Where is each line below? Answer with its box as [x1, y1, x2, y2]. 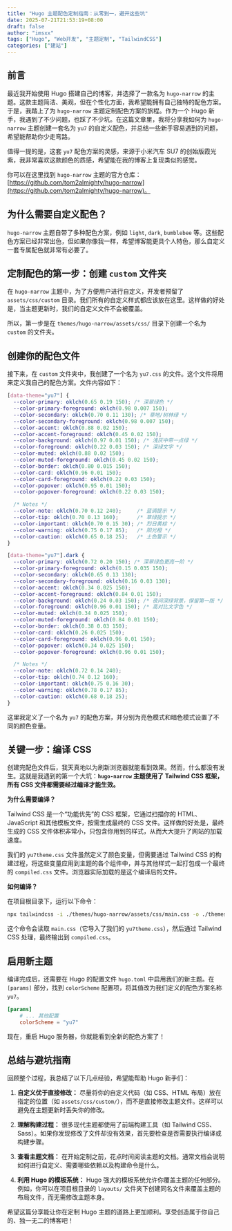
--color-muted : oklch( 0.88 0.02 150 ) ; [13, 450, 126, 457]
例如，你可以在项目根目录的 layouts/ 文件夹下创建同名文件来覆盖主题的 [17, 1185, 221, 1193]
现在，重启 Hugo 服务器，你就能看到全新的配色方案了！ [7, 1032, 166, 1040]
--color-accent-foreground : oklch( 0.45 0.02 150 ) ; [13, 431, 162, 438]
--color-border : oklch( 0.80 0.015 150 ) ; [13, 462, 131, 470]
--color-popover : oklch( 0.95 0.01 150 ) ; [13, 482, 131, 489]
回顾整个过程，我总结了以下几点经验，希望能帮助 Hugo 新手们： [7, 1074, 190, 1082]
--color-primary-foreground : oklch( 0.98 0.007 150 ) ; [13, 405, 168, 412]
